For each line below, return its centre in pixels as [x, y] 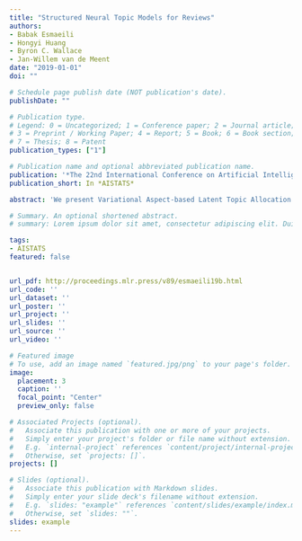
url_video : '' [36, 340]
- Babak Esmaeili [42, 34]
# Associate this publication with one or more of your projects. [140, 430]
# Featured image [42, 356]
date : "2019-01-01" [46, 68]
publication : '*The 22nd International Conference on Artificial [134, 175]
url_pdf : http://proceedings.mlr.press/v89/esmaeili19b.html [126, 281]
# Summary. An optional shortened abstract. [94, 216]
